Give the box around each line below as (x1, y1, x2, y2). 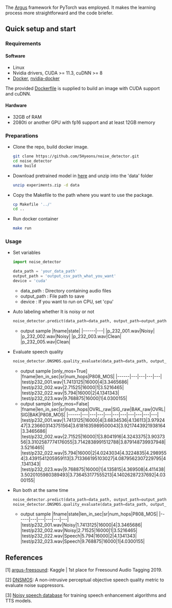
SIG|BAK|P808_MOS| (20, 411, 66, 418)
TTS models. (5, 598, 32, 604)
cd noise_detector (12, 158, 52, 163)
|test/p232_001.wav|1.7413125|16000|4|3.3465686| (20, 379, 129, 385)
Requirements (5, 40, 41, 47)
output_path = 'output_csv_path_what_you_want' (12, 273, 116, 279)
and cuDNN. (5, 90, 32, 97)
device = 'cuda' (12, 279, 48, 284)
